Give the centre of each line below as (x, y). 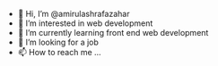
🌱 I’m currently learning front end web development (113, 33)
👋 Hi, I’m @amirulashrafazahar (74, 14)
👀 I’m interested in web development (85, 23)
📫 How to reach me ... (59, 52)
